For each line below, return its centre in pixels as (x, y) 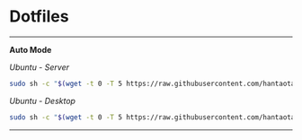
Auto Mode (31, 49)
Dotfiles (39, 17)
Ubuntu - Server (40, 67)
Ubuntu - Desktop (43, 101)
